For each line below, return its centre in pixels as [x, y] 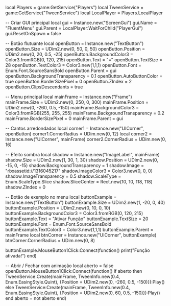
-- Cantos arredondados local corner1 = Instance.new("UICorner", [75, 128]
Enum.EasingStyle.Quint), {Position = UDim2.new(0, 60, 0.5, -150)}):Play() [83, 293]
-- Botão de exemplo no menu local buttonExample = [61, 197]
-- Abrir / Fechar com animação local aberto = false [59, 266]
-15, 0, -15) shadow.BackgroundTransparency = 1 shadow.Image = [75, 165]
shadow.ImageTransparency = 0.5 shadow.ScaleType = [63, 176]
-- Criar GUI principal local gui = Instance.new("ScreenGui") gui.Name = [81, 23]
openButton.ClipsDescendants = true [44, 87]
